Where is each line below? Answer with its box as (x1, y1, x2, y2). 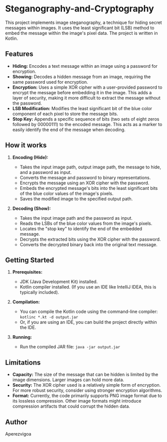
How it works (5, 141, 47, 149)
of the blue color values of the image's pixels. (19, 190, 114, 196)
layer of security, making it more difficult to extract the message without (12, 95, 161, 101)
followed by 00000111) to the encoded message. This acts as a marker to (12, 121, 163, 127)
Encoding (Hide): (12, 154, 48, 160)
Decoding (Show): (12, 205, 51, 211)
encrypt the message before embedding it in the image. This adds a (12, 89, 152, 95)
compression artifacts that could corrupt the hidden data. (12, 403, 131, 409)
